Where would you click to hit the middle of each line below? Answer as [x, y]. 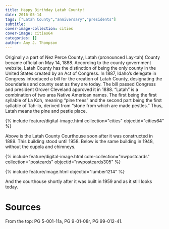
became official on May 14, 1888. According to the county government [78, 62]
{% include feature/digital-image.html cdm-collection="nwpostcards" [77, 156]
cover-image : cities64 [29, 33]
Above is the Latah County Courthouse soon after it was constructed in [79, 136]
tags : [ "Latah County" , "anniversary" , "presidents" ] [61, 19]
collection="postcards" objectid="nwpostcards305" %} [63, 162]
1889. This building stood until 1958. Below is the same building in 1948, [80, 141]
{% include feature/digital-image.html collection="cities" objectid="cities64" [85, 121]
